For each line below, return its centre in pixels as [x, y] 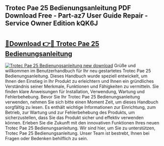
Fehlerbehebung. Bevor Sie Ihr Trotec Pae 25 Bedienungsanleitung [72, 97]
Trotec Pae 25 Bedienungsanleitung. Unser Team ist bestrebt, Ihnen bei [77, 133]
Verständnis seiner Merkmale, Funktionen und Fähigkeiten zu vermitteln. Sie [82, 86]
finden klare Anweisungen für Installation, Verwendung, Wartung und [75, 92]
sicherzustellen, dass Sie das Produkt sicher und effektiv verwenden [74, 118]
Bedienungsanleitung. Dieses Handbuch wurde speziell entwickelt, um [76, 76]
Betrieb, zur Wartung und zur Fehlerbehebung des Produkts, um [70, 112]
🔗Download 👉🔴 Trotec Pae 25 [52, 44]
